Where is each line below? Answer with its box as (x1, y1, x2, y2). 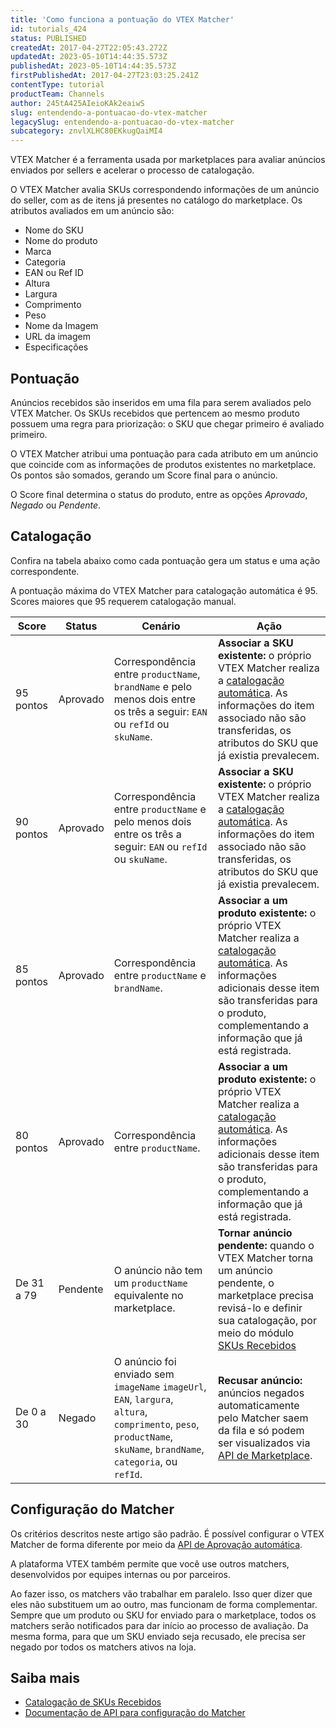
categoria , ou (113, 1454, 178, 1468)
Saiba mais (10, 1669, 81, 1686)
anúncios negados (217, 1386, 305, 1400)
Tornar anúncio (217, 1226, 293, 1240)
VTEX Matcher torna (217, 1251, 314, 1265)
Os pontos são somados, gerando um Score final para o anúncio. (10, 469, 278, 481)
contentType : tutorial (10, 80, 105, 90)
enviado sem (113, 1367, 175, 1381)
